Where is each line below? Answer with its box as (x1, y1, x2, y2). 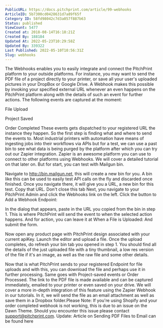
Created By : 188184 (5, 35, 45, 39)
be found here (5, 318, 34, 324)
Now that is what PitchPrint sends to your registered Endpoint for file (5, 261, 143, 267)
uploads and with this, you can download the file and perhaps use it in (5, 267, 145, 272)
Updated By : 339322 (5, 43, 45, 48)
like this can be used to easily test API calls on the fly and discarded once (5, 176, 153, 182)
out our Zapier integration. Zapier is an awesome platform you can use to (5, 151, 151, 157)
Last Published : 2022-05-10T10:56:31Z (5, 48, 84, 53)
